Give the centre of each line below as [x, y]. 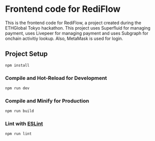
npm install [17, 65]
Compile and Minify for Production [47, 101]
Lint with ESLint [24, 123]
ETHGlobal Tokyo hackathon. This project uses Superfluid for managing [78, 28]
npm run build [20, 111]
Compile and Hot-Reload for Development [56, 78]
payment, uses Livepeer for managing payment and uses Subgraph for [77, 33]
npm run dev [17, 88]
